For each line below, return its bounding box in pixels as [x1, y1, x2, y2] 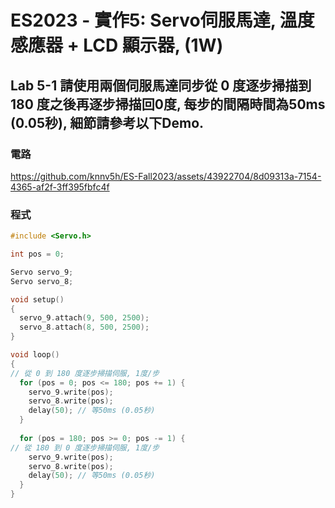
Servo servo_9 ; [10, 267, 74, 277]
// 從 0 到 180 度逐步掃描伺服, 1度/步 [10, 368, 160, 378]
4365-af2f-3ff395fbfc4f [10, 181, 110, 193]
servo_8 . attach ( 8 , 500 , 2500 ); [19, 322, 150, 333]
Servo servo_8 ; [10, 276, 74, 286]
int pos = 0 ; [10, 249, 65, 260]
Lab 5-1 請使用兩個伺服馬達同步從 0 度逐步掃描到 [10, 77, 312, 94]
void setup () [10, 294, 65, 305]
